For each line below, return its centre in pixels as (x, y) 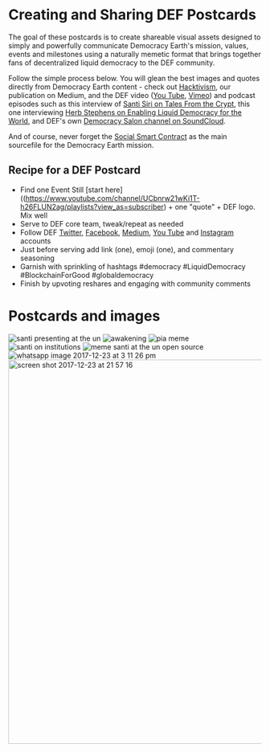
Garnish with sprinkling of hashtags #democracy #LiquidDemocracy (133, 266)
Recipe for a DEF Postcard (75, 170)
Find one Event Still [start (61, 190)
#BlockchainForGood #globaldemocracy (87, 275)
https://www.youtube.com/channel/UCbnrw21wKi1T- (112, 198)
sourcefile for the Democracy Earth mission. (81, 145)
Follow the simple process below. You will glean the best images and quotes (134, 78)
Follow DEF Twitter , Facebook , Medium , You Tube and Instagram (127, 232)
